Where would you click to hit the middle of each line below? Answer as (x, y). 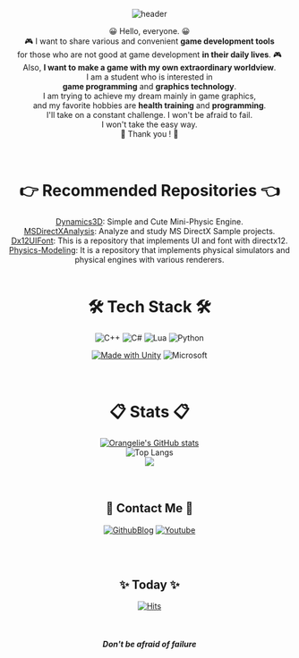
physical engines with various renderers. (149, 259)
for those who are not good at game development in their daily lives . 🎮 (149, 55)
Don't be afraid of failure (149, 645)
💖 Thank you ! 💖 (149, 134)
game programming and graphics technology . (149, 86)
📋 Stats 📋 (149, 412)
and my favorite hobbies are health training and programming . (149, 105)
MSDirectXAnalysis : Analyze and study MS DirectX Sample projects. (149, 231)
